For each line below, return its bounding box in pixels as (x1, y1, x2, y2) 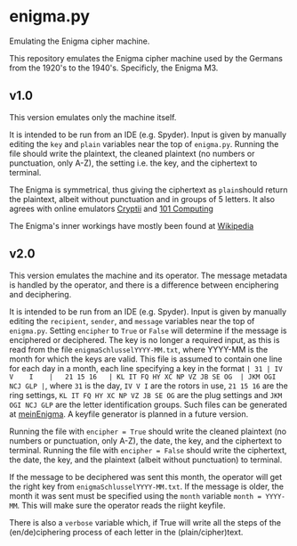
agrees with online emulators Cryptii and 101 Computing (9, 203, 213, 214)
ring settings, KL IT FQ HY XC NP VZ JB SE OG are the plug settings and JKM (9, 389, 283, 400)
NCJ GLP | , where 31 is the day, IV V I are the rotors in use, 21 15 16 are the (9, 380, 289, 391)
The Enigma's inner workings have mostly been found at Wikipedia (9, 220, 254, 231)
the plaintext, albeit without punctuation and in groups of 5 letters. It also (9, 193, 276, 204)
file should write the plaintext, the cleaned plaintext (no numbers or (9, 148, 255, 159)
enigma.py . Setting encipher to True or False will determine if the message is (9, 325, 287, 336)
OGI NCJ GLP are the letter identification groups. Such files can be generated (9, 399, 287, 410)
